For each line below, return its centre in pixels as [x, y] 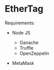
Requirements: [20, 23]
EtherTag [24, 9]
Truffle [26, 48]
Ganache [29, 42]
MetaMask [23, 63]
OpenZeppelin [34, 53]
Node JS [21, 32]
